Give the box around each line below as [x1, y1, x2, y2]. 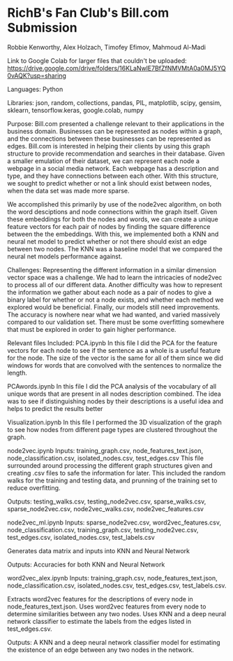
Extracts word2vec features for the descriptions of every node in [7, 594, 193, 603]
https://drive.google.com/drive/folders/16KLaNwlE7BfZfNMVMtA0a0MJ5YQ [7, 64, 226, 72]
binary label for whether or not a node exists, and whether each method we [7, 295, 224, 304]
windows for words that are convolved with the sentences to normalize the [7, 361, 222, 369]
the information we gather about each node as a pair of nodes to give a [7, 288, 211, 296]
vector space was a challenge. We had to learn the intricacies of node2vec [7, 273, 223, 281]
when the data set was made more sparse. [7, 186, 130, 195]
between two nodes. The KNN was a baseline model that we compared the [7, 244, 223, 253]
